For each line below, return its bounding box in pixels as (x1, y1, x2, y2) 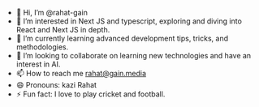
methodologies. (15, 42, 69, 52)
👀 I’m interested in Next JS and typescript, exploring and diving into (15, 16, 242, 26)
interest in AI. (15, 59, 61, 69)
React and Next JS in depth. (15, 25, 110, 34)
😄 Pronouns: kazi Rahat (15, 80, 97, 89)
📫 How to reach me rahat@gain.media (15, 69, 147, 78)
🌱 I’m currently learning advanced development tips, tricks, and (15, 33, 229, 43)
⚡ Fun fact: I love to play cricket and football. (15, 89, 166, 99)
